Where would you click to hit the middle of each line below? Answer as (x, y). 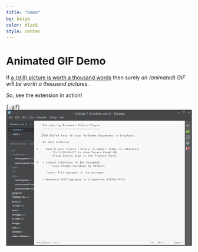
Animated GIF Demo (56, 61)
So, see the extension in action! (44, 95)
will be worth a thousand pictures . (48, 84)
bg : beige (18, 19)
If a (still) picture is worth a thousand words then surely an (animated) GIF (96, 77)
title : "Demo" (24, 12)
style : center (24, 31)
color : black (22, 25)
